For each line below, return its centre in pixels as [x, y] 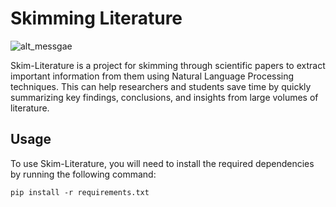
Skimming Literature [96, 18]
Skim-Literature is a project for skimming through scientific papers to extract [168, 65]
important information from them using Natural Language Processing [152, 76]
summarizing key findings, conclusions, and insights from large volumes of [164, 97]
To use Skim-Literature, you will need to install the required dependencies [162, 163]
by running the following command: [83, 174]
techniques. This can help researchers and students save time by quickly [161, 86]
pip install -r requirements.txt [80, 192]
